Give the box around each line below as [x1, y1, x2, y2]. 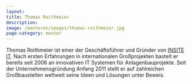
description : [6, 19, 38, 25]
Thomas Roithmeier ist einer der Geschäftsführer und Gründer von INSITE [6, 46, 185, 53]
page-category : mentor [6, 31, 62, 36]
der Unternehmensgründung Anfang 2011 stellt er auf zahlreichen [6, 65, 164, 72]
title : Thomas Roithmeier [6, 14, 69, 20]
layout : [6, 8, 25, 15]
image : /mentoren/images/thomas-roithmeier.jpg [6, 25, 125, 31]
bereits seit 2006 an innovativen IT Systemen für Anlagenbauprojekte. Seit [6, 59, 186, 66]
